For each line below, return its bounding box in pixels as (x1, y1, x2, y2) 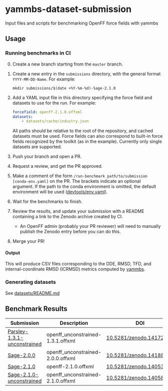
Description (59, 319, 88, 326)
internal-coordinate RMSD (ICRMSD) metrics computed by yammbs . (5, 266, 145, 272)
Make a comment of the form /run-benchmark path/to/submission (12, 173, 148, 179)
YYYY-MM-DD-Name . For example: (12, 76, 76, 82)
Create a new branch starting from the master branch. (12, 61, 123, 67)
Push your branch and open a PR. (12, 154, 82, 160)
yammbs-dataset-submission (5, 4, 131, 15)
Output (5, 249, 20, 256)
